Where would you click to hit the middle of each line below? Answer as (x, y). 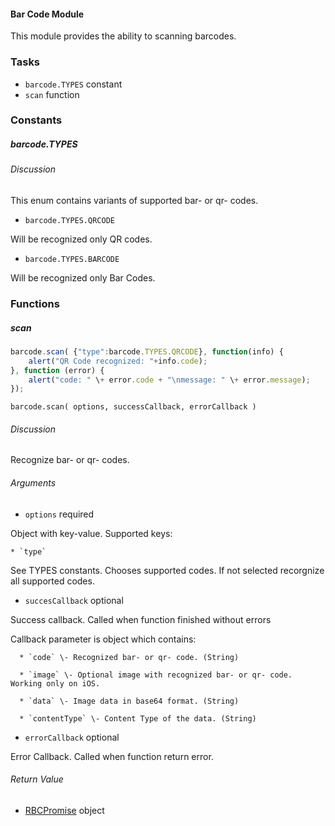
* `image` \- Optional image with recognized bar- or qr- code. (156, 675)
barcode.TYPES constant (73, 84)
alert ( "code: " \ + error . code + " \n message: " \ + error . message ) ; (169, 380)
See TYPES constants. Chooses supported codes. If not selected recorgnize (167, 570)
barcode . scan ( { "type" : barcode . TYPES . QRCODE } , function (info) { (147, 351)
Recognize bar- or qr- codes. (70, 460)
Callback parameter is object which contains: (103, 639)
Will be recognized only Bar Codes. (83, 278)
